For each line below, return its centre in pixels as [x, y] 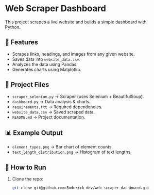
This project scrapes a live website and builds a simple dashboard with [76, 22]
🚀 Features [22, 42]
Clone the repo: [28, 179]
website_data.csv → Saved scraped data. [53, 112]
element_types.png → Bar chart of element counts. [62, 147]
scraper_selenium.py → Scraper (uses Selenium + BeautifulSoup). [78, 96]
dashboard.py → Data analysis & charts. [51, 101]
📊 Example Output [34, 133]
